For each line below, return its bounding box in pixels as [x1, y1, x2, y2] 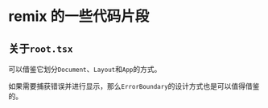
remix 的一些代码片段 [8, 7, 150, 26]
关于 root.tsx [8, 42, 73, 55]
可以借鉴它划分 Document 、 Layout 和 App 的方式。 [8, 65, 162, 74]
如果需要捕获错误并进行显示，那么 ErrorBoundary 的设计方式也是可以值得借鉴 [8, 82, 260, 90]
